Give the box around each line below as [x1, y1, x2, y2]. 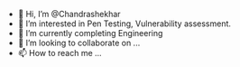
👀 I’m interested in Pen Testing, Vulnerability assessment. [17, 18, 232, 29]
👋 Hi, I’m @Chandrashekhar [17, 9, 121, 19]
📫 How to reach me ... [17, 48, 102, 58]
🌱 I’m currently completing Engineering [17, 28, 163, 38]
